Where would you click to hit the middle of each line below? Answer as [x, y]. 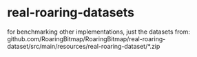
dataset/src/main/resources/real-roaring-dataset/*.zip [84, 46]
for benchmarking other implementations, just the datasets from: [99, 32]
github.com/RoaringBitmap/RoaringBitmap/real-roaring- [86, 38]
